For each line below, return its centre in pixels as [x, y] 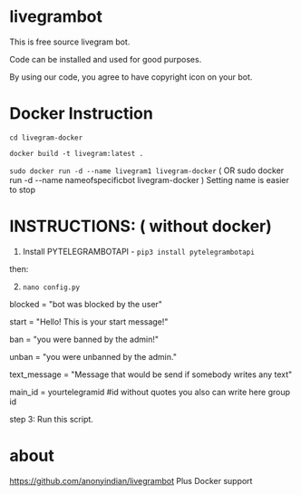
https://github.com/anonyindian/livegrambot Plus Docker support [131, 480]
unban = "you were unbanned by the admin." [93, 356]
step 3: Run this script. [51, 419]
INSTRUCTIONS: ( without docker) [141, 226]
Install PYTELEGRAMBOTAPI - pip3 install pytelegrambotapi [139, 251]
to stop [23, 189]
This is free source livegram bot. [70, 42]
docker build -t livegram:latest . [77, 153]
